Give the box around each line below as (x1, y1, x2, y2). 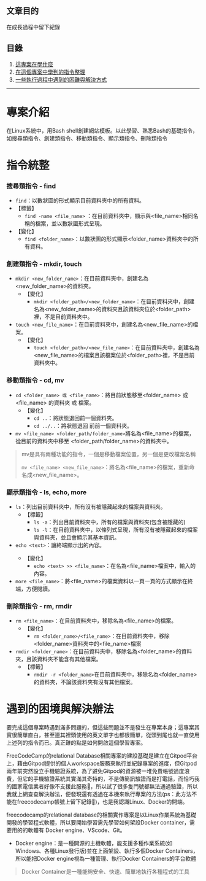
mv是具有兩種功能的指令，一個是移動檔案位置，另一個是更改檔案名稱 (21, 450, 196, 457)
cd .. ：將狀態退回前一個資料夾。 (33, 414, 118, 422)
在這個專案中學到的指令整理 (15, 68, 86, 76)
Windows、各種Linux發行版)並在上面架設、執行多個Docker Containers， (15, 847, 199, 855)
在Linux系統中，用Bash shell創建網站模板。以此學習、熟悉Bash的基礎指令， (6, 126, 198, 134)
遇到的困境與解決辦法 (6, 702, 115, 716)
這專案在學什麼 (15, 60, 53, 68)
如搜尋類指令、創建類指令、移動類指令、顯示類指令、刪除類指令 (6, 134, 167, 142)
